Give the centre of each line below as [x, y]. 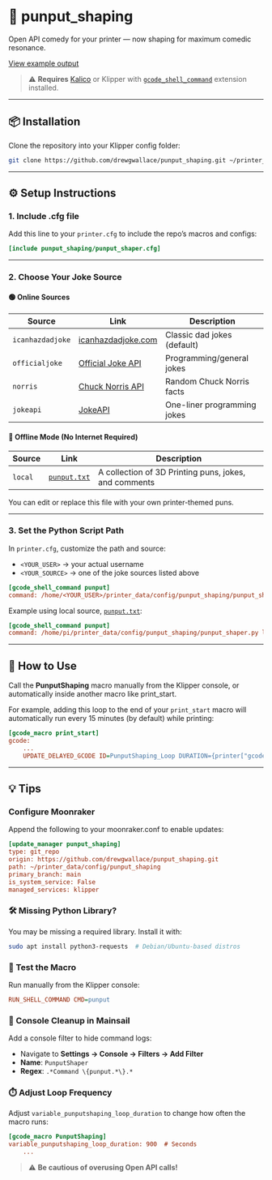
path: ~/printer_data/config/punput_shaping [85, 867]
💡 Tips [25, 789]
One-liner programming [211, 405]
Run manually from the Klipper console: [74, 985]
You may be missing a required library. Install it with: [95, 931]
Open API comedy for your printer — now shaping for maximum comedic [130, 39]
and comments [127, 482]
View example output [44, 63]
